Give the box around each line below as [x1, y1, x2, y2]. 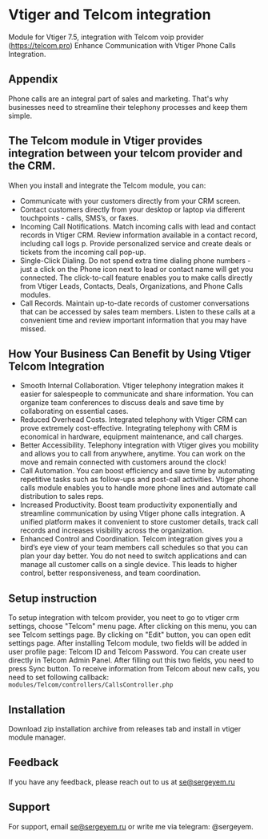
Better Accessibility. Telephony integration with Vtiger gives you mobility [19, 440, 259, 450]
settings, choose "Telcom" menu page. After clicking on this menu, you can [8, 622, 258, 631]
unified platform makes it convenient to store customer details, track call [19, 517, 258, 527]
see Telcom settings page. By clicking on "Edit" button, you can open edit [8, 630, 251, 639]
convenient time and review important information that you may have [19, 315, 247, 325]
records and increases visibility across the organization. [19, 525, 204, 535]
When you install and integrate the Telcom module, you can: [8, 180, 206, 190]
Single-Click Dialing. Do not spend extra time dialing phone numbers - [19, 255, 251, 265]
